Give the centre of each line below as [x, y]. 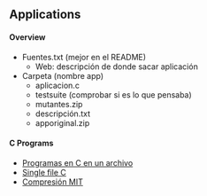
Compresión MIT [53, 182]
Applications [45, 15]
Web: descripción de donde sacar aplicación [117, 67]
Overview [27, 37]
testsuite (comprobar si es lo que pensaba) [113, 94]
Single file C [44, 172]
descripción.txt [63, 114]
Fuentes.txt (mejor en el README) [84, 57]
